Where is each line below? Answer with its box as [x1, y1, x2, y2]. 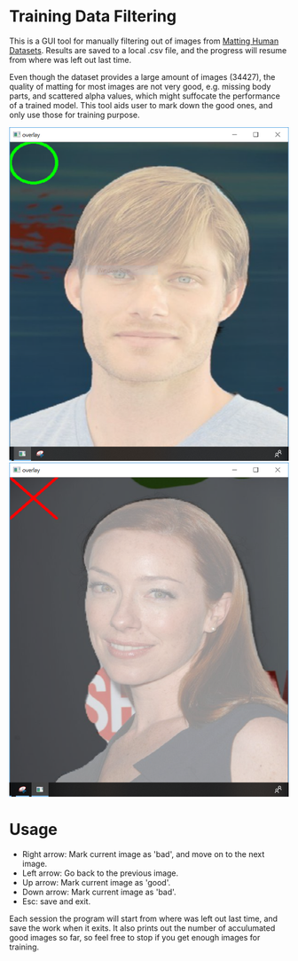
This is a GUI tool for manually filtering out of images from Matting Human [9, 36, 279, 46]
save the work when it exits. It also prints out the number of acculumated [9, 922, 276, 933]
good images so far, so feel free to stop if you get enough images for [9, 932, 261, 942]
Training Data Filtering [9, 6, 177, 27]
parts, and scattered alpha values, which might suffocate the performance [9, 91, 281, 101]
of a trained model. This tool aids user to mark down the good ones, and [9, 99, 273, 110]
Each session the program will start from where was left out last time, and [9, 913, 278, 924]
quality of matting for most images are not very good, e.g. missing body [9, 81, 271, 91]
